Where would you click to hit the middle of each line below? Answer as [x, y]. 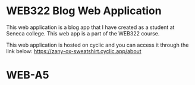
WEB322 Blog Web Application [84, 11]
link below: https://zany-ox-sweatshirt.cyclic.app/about [74, 51]
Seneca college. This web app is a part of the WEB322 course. [83, 33]
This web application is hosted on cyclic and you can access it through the [97, 45]
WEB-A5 [28, 75]
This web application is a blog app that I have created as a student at [90, 27]
